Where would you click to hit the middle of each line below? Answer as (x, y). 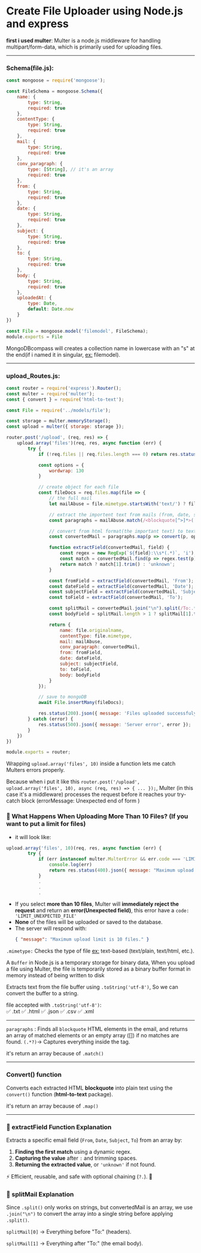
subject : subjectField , (89, 664)
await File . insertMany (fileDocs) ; (81, 703)
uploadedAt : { (34, 298)
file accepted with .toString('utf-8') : (54, 1005)
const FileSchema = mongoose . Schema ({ (54, 91)
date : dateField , (81, 658)
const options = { (61, 465)
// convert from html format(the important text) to (116, 531)
